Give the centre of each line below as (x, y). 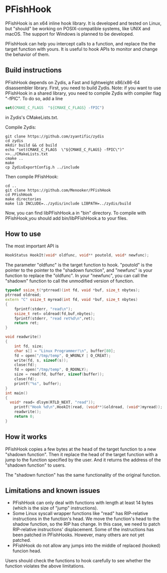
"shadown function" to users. (36, 465)
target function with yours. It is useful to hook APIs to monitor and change (81, 49)
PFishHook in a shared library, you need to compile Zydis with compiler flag (83, 93)
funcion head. (27, 551)
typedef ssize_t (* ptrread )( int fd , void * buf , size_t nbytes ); (73, 290)
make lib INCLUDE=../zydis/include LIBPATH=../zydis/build (68, 203)
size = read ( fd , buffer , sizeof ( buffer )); (59, 374)
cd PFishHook (19, 195)
